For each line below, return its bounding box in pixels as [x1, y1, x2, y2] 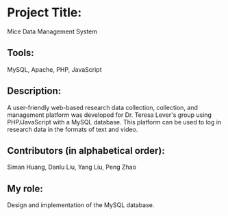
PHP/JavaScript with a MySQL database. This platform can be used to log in [7, 118, 222, 126]
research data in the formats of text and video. [7, 125, 138, 133]
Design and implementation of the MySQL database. [7, 201, 155, 209]
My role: [7, 183, 43, 194]
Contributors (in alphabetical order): [7, 145, 166, 157]
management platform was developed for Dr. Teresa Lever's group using [7, 111, 212, 119]
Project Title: [7, 5, 82, 21]
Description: [7, 85, 62, 97]
